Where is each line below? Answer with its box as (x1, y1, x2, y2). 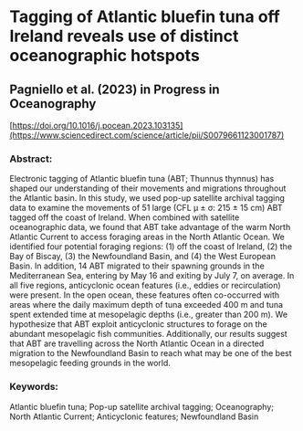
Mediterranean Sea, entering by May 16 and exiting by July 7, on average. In (9, 270, 295, 281)
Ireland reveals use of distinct (9, 26, 239, 47)
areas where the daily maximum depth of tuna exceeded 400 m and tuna (9, 300, 284, 310)
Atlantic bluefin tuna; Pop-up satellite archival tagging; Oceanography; (9, 401, 274, 412)
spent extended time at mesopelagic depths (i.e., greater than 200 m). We (9, 309, 288, 321)
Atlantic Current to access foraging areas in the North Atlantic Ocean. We (9, 231, 285, 243)
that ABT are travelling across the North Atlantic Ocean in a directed (9, 338, 265, 349)
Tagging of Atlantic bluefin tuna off (9, 6, 280, 27)
